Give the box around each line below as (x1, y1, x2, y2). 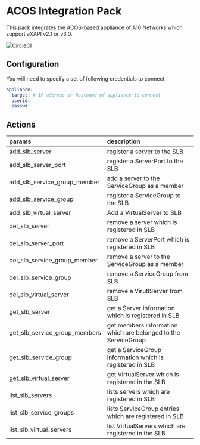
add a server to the (107, 174, 160, 183)
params (9, 137, 32, 146)
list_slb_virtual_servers (9, 425, 72, 434)
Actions (6, 119, 36, 129)
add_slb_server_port (9, 161, 67, 169)
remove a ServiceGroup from (107, 270, 189, 278)
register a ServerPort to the (107, 157, 183, 165)
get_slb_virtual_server (9, 374, 70, 382)
